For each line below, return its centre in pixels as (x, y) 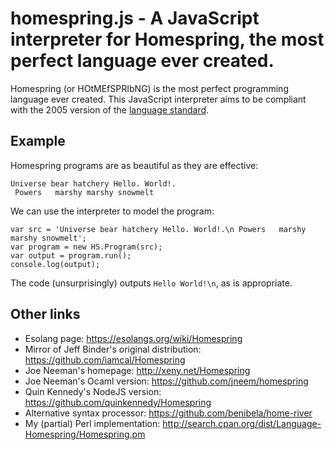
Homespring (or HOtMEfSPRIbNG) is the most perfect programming (149, 88)
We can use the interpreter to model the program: (112, 211)
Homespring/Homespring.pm (85, 434)
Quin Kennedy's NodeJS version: (93, 391)
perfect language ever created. (142, 61)
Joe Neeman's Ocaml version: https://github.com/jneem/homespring (166, 381)
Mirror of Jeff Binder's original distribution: (113, 349)
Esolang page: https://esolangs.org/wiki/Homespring (133, 338)
